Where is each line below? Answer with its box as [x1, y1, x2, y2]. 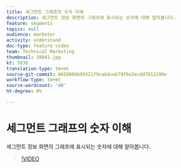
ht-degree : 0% [6, 88, 43, 94]
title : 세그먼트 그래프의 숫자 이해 [6, 9, 84, 15]
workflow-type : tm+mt [6, 77, 61, 83]
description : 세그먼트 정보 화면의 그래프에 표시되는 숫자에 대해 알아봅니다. [6, 15, 176, 21]
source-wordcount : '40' [6, 83, 67, 89]
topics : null [6, 26, 39, 32]
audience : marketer [6, 32, 56, 38]
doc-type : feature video [6, 43, 69, 49]
